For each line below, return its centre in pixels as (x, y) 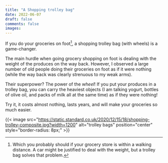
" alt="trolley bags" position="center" (114, 124)
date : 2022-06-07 (23, 14)
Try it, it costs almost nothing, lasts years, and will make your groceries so (81, 104)
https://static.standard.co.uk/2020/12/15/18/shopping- (94, 119)
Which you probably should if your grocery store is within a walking (82, 144)
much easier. (18, 109)
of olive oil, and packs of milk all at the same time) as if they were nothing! (81, 94)
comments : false (22, 24)
